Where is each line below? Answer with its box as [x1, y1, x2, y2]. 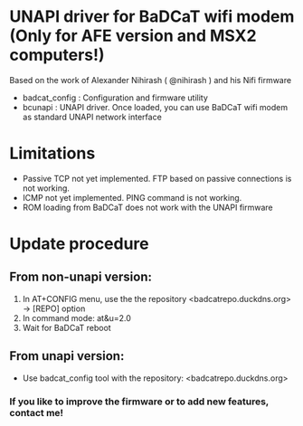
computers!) [9, 45, 106, 65]
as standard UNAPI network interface [22, 111, 163, 122]
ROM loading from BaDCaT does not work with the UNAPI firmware [22, 202, 273, 213]
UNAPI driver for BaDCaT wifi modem [9, 6, 295, 27]
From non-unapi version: [9, 270, 152, 285]
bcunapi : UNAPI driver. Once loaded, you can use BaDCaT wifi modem [22, 101, 288, 112]
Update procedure [9, 233, 149, 254]
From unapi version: [9, 348, 125, 364]
